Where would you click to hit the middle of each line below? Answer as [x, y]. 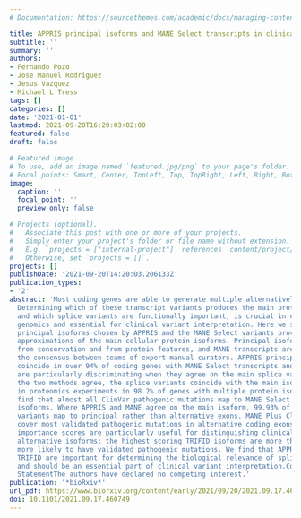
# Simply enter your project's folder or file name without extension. [150, 241]
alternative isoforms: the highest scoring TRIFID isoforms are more [150, 441]
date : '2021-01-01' [46, 117]
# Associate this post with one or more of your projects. [126, 233]
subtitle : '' [34, 42]
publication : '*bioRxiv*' [57, 483]
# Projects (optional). [54, 225]
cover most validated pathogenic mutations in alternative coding [144, 425]
